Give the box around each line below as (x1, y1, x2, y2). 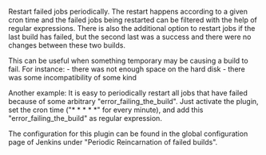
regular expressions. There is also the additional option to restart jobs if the (8, 24, 256, 33)
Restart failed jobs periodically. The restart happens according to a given (8, 7, 248, 16)
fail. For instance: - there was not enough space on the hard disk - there (8, 64, 246, 74)
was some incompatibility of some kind (8, 73, 137, 82)
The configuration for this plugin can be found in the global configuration (8, 129, 248, 138)
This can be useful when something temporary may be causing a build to (8, 56, 249, 65)
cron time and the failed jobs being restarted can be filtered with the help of (8, 15, 258, 25)
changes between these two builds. (8, 41, 126, 50)
